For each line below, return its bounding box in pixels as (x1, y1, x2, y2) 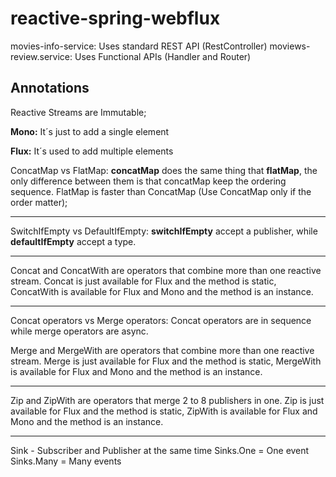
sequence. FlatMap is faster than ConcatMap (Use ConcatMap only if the (10, 185, 312, 197)
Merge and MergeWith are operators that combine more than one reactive (10, 344, 315, 356)
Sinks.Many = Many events (10, 455, 122, 467)
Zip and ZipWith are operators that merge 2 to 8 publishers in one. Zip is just (10, 394, 325, 406)
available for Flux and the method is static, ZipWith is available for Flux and (10, 405, 318, 417)
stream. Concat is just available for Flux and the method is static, (10, 275, 277, 287)
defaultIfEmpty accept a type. (10, 235, 137, 247)
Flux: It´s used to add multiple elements (10, 145, 174, 157)
